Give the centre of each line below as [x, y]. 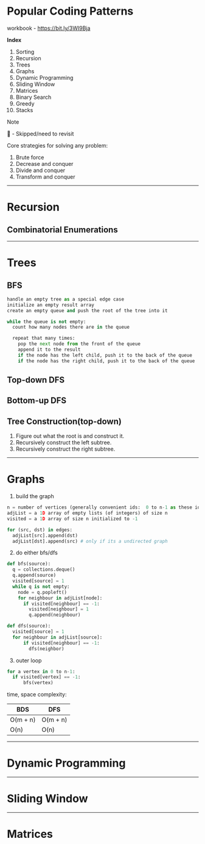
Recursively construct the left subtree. [64, 443]
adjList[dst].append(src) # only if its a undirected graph [90, 541]
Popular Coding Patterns [70, 11]
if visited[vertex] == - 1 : [47, 677]
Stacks [24, 110]
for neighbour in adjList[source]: [57, 637]
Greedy [25, 103]
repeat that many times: [44, 338]
